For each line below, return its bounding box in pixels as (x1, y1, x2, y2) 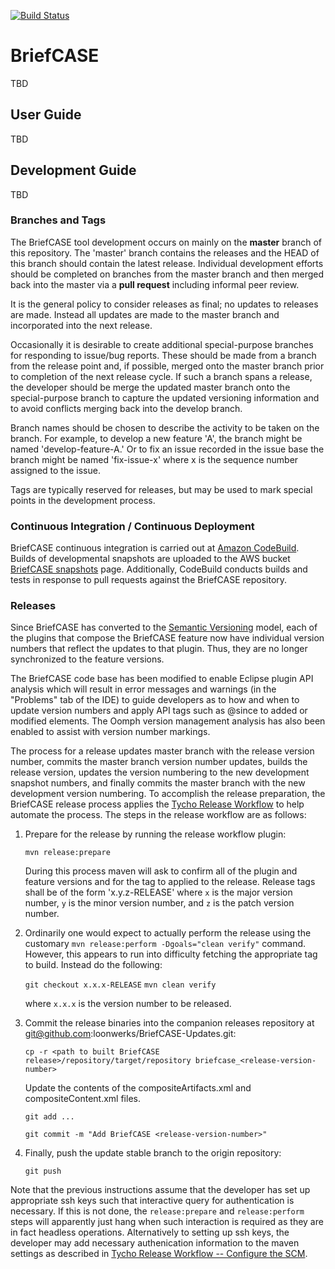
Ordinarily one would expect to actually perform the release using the (24, 927, 312, 939)
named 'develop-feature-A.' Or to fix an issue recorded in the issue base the (10, 443, 325, 455)
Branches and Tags (10, 213, 107, 227)
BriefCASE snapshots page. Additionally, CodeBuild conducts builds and (10, 563, 308, 575)
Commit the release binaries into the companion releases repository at (24, 1017, 315, 1029)
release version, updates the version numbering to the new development (10, 766, 310, 779)
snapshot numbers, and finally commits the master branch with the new (10, 777, 306, 789)
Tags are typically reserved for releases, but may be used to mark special (10, 483, 313, 495)
